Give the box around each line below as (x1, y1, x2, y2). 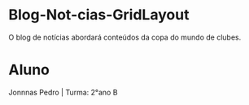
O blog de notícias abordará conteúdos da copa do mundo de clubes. (8, 32, 242, 42)
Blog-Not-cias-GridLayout (8, 6, 190, 24)
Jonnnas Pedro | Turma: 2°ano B (8, 87, 118, 97)
